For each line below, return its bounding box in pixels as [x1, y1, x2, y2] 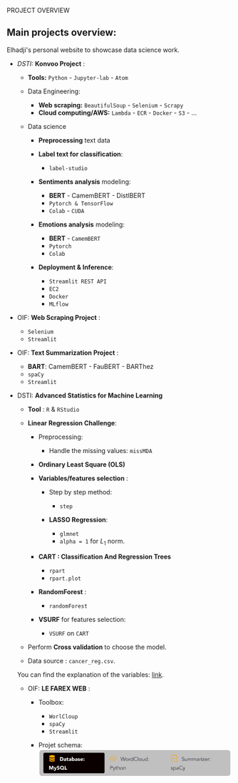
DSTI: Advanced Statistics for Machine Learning [16, 391, 163, 400]
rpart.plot [48, 575, 81, 582]
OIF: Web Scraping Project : [16, 313, 100, 321]
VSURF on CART [48, 628, 90, 637]
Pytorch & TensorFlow [48, 199, 113, 207]
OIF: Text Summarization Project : [16, 348, 119, 357]
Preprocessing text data [38, 135, 111, 145]
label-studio [48, 165, 88, 172]
